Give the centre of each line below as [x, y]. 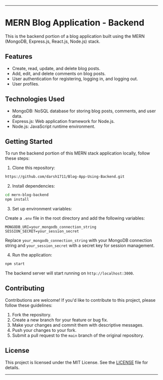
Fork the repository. [32, 314]
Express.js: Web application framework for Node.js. [63, 121]
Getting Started [29, 141]
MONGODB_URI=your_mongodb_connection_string [51, 227]
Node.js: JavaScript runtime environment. [54, 126]
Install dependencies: [33, 186]
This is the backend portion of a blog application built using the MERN [75, 36]
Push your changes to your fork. [44, 330]
